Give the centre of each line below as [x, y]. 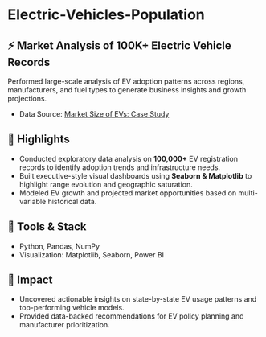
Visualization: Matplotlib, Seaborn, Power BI [92, 254]
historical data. [72, 201]
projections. [27, 99]
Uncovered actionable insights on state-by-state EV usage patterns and [138, 299]
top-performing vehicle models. [72, 308]
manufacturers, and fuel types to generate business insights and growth [127, 90]
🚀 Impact [30, 280]
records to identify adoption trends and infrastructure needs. [120, 167]
